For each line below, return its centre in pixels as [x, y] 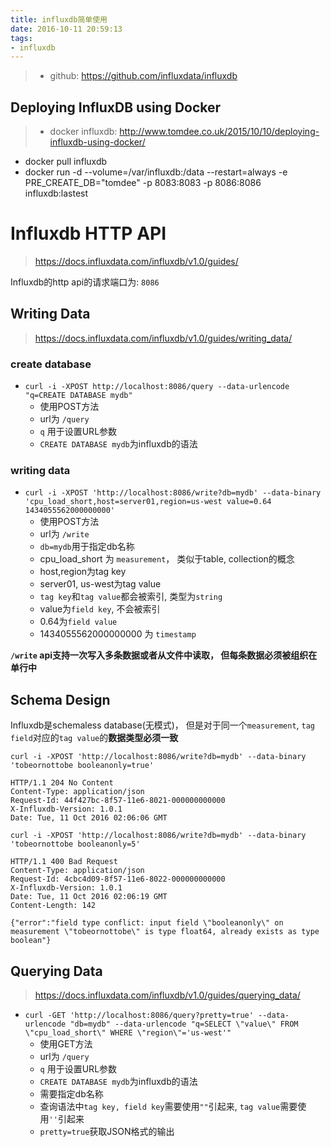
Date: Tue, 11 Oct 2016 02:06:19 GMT [89, 897]
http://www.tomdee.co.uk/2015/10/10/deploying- [219, 132]
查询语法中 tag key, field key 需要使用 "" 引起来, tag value [160, 1107]
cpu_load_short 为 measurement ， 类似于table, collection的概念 [167, 559]
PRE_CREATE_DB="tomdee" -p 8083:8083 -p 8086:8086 [143, 183]
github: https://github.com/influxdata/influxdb [143, 76]
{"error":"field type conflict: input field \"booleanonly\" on [147, 923]
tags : [21, 38]
